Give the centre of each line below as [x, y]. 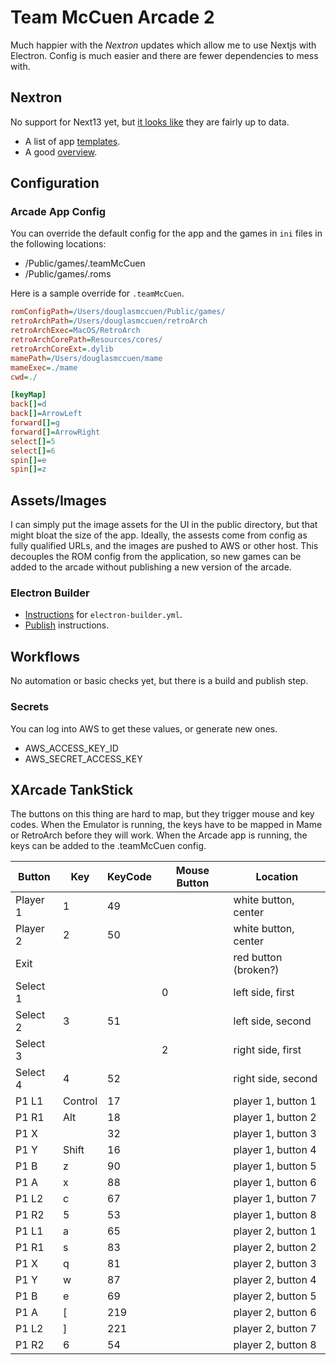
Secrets [30, 707]
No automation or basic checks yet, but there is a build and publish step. [159, 681]
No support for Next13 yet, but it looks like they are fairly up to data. [150, 122]
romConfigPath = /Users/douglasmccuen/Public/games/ [118, 312]
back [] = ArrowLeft [46, 414]
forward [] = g [35, 423]
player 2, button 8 [275, 1345]
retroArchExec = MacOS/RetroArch [75, 331]
